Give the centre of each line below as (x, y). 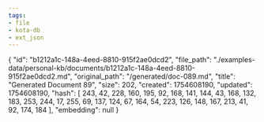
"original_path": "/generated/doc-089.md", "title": (155, 76)
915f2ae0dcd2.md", (40, 76)
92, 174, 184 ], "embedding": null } (64, 110)
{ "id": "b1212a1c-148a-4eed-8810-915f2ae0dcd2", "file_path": (110, 60)
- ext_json (26, 37)
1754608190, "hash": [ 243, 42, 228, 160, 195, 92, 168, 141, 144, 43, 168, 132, (132, 93)
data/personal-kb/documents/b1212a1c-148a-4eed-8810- (102, 68)
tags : (17, 15)
